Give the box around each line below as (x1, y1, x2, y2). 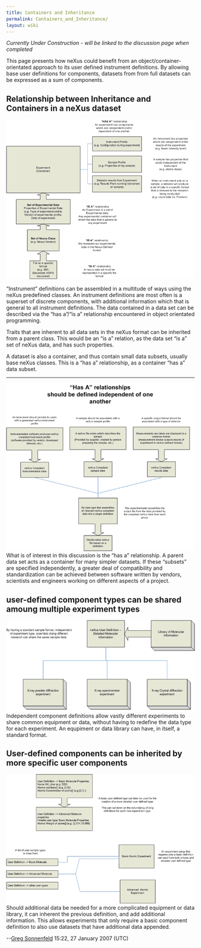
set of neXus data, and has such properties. (6, 341, 114, 348)
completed (6, 45, 33, 53)
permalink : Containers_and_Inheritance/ (6, 16, 109, 22)
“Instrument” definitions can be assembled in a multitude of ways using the (6, 285, 191, 293)
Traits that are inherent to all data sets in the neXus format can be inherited (6, 329, 191, 336)
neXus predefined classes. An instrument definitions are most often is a (6, 291, 182, 299)
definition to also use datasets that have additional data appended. (6, 923, 170, 930)
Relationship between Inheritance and (6, 93, 151, 104)
